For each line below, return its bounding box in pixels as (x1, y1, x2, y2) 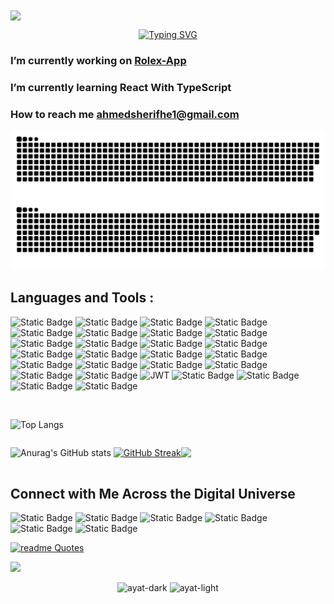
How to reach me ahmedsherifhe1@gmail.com (10, 107, 240, 121)
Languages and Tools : (10, 289, 155, 307)
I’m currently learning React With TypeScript (10, 81, 232, 95)
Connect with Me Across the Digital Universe (10, 486, 296, 503)
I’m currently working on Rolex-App (10, 54, 187, 68)
